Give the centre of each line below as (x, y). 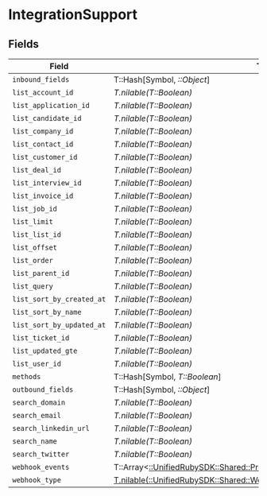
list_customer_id (45, 157)
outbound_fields (43, 390)
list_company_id (43, 132)
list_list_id (37, 235)
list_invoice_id (43, 196)
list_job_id (35, 209)
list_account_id (43, 93)
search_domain (39, 403)
